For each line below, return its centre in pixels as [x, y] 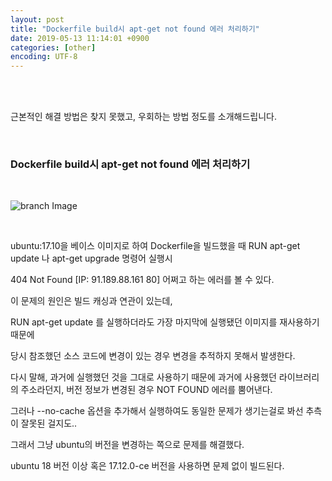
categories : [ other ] [53, 47]
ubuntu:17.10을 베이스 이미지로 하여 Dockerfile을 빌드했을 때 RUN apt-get [155, 246]
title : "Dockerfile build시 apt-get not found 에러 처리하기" [135, 29]
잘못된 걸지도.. [49, 423]
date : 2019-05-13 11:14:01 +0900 [80, 38]
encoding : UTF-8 [44, 57]
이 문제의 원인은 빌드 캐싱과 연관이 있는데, [91, 301]
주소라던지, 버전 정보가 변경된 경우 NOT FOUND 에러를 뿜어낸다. [146, 390]
